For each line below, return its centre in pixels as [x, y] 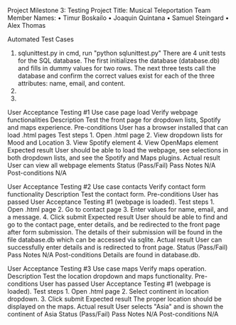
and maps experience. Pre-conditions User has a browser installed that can [118, 127]
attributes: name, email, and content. [71, 83]
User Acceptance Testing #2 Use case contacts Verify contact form [107, 187]
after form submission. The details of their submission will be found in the [115, 232]
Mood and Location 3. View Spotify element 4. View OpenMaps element [113, 143]
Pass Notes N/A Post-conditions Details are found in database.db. [104, 255]
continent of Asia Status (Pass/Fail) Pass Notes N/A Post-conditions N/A [113, 314]
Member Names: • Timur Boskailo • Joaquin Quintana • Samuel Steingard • [118, 18]
